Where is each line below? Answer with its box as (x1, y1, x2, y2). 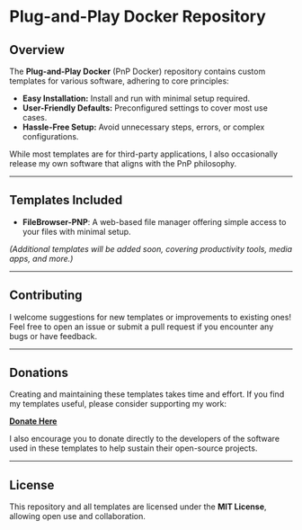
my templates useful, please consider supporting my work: (9, 399, 227, 409)
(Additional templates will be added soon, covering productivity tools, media (9, 243, 293, 254)
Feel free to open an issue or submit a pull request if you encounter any (9, 321, 274, 332)
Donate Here (9, 416, 58, 427)
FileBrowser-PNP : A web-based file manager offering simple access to (22, 216, 287, 227)
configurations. (22, 131, 79, 141)
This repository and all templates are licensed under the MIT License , (9, 501, 267, 512)
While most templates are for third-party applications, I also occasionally (9, 148, 279, 159)
